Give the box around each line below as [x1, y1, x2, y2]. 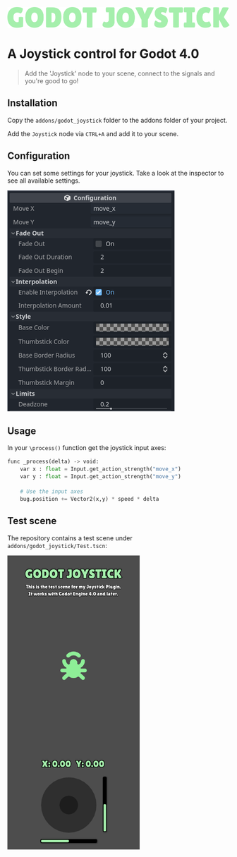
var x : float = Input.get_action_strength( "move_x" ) [20, 466, 181, 473]
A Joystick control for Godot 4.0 [7, 46, 200, 62]
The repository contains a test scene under [7, 533, 133, 542]
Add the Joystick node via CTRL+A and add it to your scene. [7, 129, 178, 138]
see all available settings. [7, 176, 80, 185]
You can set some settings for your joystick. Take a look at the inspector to [7, 169, 224, 177]
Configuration [7, 150, 71, 162]
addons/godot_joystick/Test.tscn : [7, 541, 107, 549]
